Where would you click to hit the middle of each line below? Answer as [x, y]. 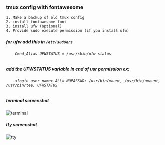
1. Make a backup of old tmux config [45, 18]
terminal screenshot [27, 100]
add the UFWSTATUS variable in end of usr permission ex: [68, 69]
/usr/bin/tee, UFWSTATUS [32, 86]
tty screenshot [21, 124]
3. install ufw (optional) [34, 26]
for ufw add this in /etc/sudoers [39, 42]
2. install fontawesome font [36, 22]
